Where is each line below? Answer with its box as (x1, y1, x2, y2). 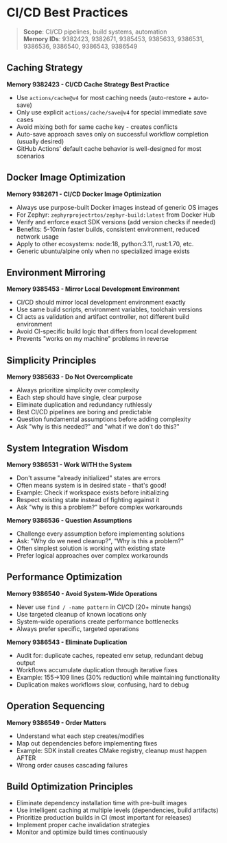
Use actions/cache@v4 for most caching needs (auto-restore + (16, 93, 193, 102)
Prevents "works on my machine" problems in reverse (16, 335, 169, 343)
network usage (16, 232, 60, 241)
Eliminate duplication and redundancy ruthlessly (16, 401, 152, 409)
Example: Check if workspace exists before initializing (16, 488, 169, 497)
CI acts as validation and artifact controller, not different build (16, 313, 190, 321)
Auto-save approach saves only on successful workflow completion (16, 130, 208, 138)
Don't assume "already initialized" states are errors (16, 474, 160, 482)
